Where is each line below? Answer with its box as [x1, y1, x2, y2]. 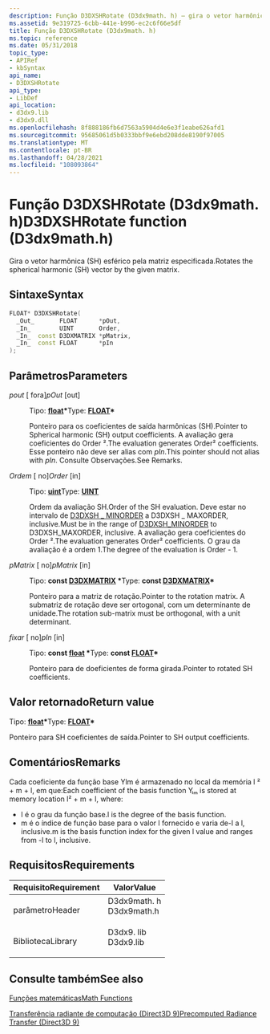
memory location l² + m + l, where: [9, 794, 123, 804]
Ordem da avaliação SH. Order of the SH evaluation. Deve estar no [29, 502, 247, 511]
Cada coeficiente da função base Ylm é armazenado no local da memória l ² [9, 776, 261, 787]
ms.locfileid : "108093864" [9, 161, 99, 169]
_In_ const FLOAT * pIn [16, 339, 114, 348]
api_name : [9, 71, 42, 79]
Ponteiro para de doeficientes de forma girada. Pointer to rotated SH [29, 663, 253, 673]
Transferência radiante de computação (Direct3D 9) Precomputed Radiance [9, 1009, 257, 1019]
